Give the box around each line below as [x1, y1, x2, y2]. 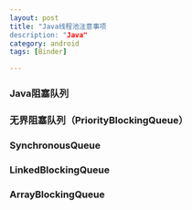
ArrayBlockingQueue [9, 188, 105, 201]
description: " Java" [9, 30, 89, 39]
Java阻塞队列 [9, 88, 69, 100]
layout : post [9, 13, 59, 23]
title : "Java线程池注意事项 [9, 22, 107, 31]
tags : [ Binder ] [9, 47, 68, 57]
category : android [9, 38, 80, 48]
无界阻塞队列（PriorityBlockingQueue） [9, 113, 189, 126]
